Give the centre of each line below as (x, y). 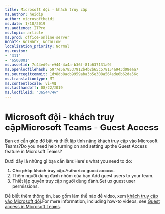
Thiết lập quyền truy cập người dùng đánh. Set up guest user (74, 181)
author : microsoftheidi (30, 19)
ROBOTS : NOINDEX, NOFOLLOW (33, 42)
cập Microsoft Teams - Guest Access (82, 127)
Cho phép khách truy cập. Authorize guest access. (64, 171)
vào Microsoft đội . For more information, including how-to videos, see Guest (82, 201)
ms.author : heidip (24, 14)
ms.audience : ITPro (25, 28)
